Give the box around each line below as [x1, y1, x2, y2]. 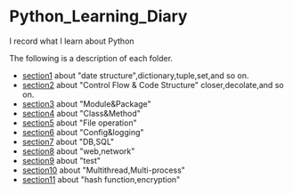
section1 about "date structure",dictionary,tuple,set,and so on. [21, 69, 249, 81]
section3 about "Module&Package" [21, 98, 151, 109]
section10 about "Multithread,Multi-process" [21, 165, 185, 175]
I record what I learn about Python [9, 36, 135, 46]
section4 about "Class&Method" [21, 108, 141, 118]
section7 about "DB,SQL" [21, 136, 115, 147]
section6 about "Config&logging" [21, 126, 144, 137]
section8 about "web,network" [21, 145, 135, 157]
